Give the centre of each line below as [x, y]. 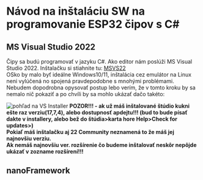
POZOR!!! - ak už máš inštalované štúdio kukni [130, 106]
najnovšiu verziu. [29, 138]
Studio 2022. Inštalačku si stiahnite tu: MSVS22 [66, 68]
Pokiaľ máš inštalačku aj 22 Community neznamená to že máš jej [90, 132]
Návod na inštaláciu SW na [76, 11]
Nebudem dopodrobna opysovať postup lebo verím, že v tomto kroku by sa [101, 88]
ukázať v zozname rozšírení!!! [45, 152]
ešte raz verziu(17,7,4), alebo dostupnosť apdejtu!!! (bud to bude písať [97, 112]
